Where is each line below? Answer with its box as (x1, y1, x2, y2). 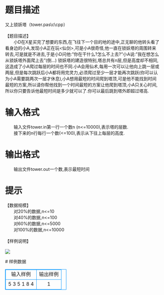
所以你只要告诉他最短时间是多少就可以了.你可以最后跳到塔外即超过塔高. (5, 88, 149, 93)
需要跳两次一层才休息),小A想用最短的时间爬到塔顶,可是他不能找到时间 (16, 75, 157, 81)
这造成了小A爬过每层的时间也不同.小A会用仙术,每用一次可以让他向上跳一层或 (5, 63, 160, 69)
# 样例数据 (5, 258, 26, 264)
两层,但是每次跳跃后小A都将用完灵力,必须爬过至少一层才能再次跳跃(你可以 (5, 69, 154, 75)
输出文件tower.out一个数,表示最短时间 (13, 166, 90, 172)
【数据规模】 (5, 202, 31, 208)
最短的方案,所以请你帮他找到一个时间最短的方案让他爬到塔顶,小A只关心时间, (5, 82, 158, 88)
